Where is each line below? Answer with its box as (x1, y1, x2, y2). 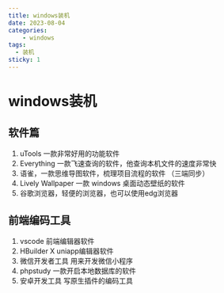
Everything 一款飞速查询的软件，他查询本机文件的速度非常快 (19, 158, 217, 168)
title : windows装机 (8, 11, 70, 20)
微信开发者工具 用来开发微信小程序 (19, 256, 133, 265)
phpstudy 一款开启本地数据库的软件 (19, 266, 136, 276)
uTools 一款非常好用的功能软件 (19, 148, 120, 158)
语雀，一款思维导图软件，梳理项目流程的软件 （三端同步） (19, 168, 210, 178)
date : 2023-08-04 (8, 19, 66, 27)
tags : (8, 41, 26, 49)
